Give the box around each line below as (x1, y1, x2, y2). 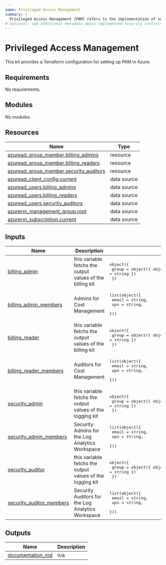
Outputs (5, 529, 31, 537)
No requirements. (5, 86, 41, 92)
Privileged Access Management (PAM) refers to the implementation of (9, 16, 156, 21)
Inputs (5, 233, 26, 241)
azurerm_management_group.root (7, 208, 87, 215)
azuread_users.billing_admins (7, 184, 77, 190)
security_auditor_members (7, 499, 69, 506)
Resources (5, 128, 39, 137)
